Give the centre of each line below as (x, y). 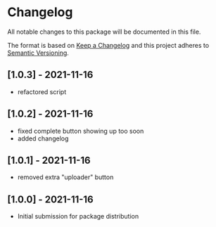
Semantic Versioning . (38, 53)
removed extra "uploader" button (65, 177)
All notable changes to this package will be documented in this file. (104, 32)
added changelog (43, 138)
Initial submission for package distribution (78, 216)
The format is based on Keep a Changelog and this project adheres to (108, 45)
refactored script (42, 91)
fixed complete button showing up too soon (81, 131)
